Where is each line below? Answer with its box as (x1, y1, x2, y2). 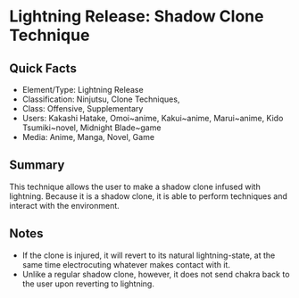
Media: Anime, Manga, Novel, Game (21, 132, 154, 142)
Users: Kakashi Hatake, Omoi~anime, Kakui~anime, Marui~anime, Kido (21, 113, 284, 123)
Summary (9, 158, 65, 173)
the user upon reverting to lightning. (21, 278, 154, 289)
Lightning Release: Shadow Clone (9, 6, 264, 27)
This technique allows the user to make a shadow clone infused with (9, 181, 261, 192)
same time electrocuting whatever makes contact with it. (21, 259, 230, 269)
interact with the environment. (9, 200, 120, 211)
